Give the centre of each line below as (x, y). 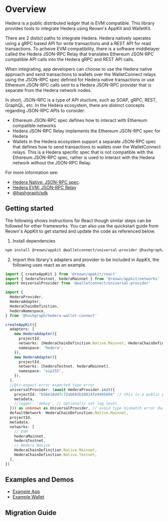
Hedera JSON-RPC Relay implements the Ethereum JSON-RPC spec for (86, 130)
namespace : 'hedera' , (41, 348)
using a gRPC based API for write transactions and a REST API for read (78, 43)
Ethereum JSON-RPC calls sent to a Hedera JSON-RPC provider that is (78, 85)
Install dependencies (34, 240)
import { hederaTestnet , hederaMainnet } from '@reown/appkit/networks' (82, 278)
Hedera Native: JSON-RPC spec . (46, 182)
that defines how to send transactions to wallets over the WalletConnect (86, 146)
